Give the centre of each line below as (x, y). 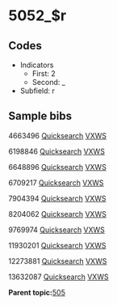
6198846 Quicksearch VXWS (56, 151)
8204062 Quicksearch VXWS (57, 214)
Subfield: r (37, 91)
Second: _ (49, 82)
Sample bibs (40, 116)
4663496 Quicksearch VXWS (58, 135)
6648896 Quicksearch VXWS (57, 167)
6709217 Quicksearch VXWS (56, 182)
